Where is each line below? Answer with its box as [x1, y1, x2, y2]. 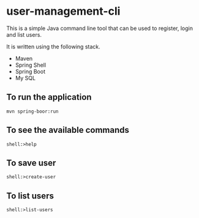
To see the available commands [6, 125, 130, 135]
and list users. [6, 31, 42, 38]
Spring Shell [15, 61, 47, 69]
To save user [6, 157, 56, 168]
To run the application [6, 92, 92, 102]
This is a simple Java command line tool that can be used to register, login [6, 24, 193, 32]
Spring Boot [15, 67, 46, 75]
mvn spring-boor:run [6, 108, 59, 115]
